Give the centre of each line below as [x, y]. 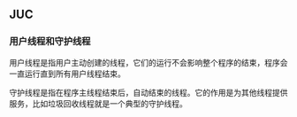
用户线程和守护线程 [50, 42]
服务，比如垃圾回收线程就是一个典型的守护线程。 [98, 103]
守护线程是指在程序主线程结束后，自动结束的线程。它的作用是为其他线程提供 [148, 92]
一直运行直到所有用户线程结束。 [67, 74]
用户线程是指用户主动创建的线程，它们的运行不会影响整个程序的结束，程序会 [148, 62]
